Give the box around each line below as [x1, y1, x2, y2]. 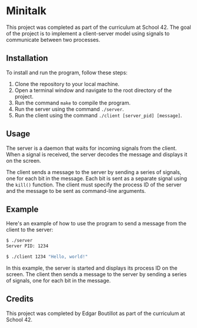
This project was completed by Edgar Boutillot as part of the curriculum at [6, 310, 185, 317]
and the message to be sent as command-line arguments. [6, 187, 146, 194]
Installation [6, 53, 48, 63]
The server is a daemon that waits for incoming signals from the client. [6, 145, 177, 152]
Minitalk [6, 4, 47, 18]
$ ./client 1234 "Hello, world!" [6, 254, 88, 260]
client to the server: [6, 226, 54, 234]
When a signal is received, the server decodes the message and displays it [6, 150, 188, 158]
